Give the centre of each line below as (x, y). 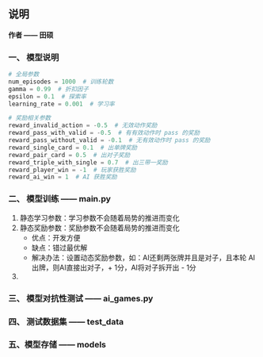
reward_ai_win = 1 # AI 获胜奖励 (63, 177)
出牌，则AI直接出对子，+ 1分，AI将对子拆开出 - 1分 (114, 267)
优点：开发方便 (56, 237)
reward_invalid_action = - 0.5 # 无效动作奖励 (83, 125)
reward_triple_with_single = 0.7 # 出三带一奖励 (88, 162)
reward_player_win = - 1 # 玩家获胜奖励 (72, 170)
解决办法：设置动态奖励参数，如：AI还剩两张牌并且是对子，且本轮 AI (143, 257)
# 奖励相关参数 (30, 118)
